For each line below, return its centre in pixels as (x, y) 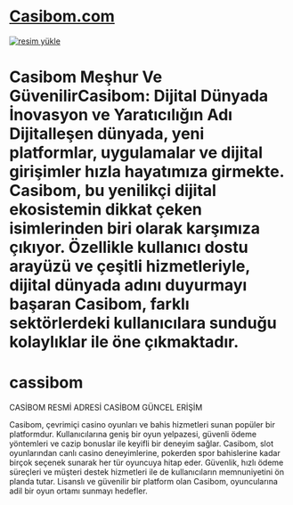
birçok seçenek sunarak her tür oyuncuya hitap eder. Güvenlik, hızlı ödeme (146, 463)
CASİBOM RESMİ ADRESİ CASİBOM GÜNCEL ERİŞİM (106, 408)
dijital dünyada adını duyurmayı (128, 285)
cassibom (46, 383)
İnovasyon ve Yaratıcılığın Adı (121, 115)
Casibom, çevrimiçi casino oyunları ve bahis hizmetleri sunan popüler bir (142, 425)
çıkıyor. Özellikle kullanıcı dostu (129, 248)
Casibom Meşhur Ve (86, 77)
